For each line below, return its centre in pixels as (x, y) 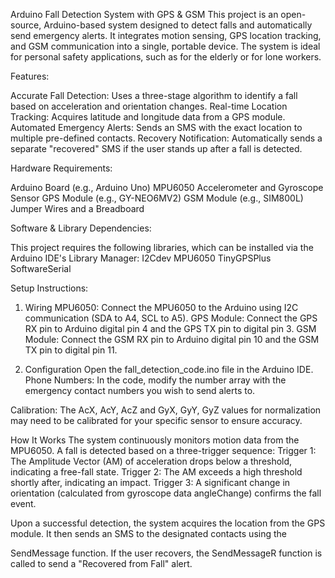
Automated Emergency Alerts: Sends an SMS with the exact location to (156, 127)
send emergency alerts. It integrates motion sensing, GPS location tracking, (166, 35)
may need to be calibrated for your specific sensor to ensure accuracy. (156, 420)
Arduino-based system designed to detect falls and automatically (178, 25)
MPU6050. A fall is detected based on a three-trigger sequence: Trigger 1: (163, 450)
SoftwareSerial (41, 268)
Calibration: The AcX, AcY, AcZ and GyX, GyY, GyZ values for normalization (166, 410)
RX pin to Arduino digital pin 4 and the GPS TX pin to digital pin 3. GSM (170, 328)
